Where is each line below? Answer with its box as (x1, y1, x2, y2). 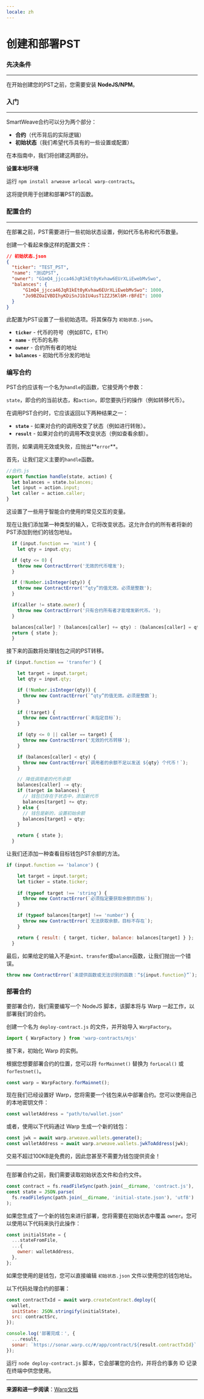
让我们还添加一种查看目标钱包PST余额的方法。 (6, 850, 123, 857)
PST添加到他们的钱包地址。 (6, 528, 75, 536)
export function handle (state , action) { (6, 473, 113, 480)
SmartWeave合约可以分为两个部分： (6, 118, 97, 125)
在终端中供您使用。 (6, 1367, 55, 1374)
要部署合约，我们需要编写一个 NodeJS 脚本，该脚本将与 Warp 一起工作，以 (6, 1002, 195, 1009)
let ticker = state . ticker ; (17, 878, 88, 885)
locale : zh (6, 9, 34, 15)
